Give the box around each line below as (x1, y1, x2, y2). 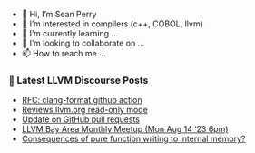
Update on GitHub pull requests (21, 114, 140, 125)
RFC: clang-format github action (21, 95, 142, 106)
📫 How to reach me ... (21, 48, 106, 58)
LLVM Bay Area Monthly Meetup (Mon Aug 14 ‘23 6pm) (21, 124, 229, 135)
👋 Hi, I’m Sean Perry (21, 9, 97, 19)
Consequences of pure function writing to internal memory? (21, 133, 246, 145)
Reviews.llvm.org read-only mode (21, 105, 149, 116)
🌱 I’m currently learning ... (21, 28, 119, 38)
